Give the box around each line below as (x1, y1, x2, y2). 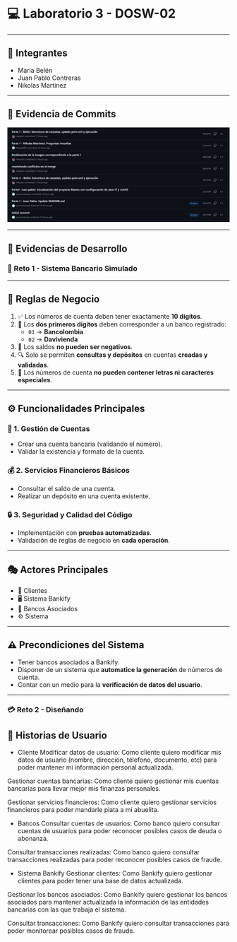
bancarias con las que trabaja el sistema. (7, 905, 126, 914)
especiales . (17, 375, 53, 384)
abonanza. (17, 835, 49, 843)
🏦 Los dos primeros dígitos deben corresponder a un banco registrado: (17, 319, 227, 329)
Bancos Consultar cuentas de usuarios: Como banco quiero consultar (17, 819, 221, 828)
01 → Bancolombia (28, 327, 83, 336)
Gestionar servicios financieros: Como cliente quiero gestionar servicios (7, 798, 217, 806)
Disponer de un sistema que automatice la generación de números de (17, 665, 223, 673)
